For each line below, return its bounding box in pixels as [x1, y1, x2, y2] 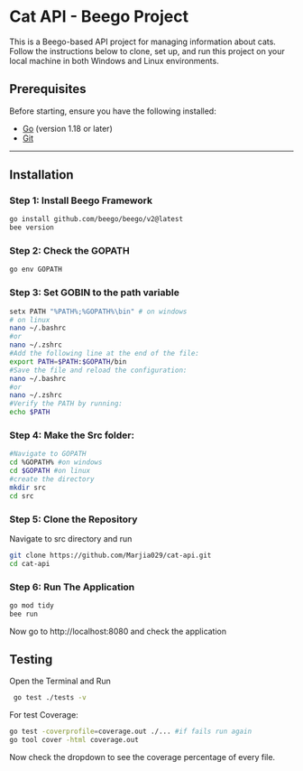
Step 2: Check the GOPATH [9, 245, 130, 257]
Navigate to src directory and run [9, 533, 133, 543]
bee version [9, 223, 54, 232]
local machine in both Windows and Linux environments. [9, 55, 219, 66]
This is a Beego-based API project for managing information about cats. [9, 36, 277, 47]
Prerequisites [9, 81, 87, 97]
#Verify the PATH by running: [9, 399, 124, 408]
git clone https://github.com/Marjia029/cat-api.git [9, 551, 212, 560]
